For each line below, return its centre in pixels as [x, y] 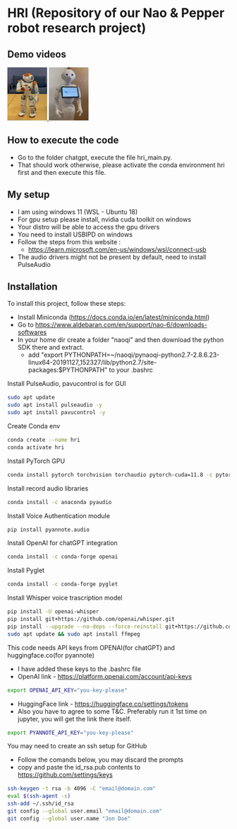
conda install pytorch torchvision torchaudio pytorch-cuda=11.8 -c [110, 475]
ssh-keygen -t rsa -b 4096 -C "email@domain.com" [82, 789]
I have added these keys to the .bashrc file [79, 669]
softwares [32, 332]
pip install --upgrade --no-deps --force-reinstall [85, 627]
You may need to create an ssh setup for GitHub [77, 746]
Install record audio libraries [48, 488]
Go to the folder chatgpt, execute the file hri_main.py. [95, 157]
